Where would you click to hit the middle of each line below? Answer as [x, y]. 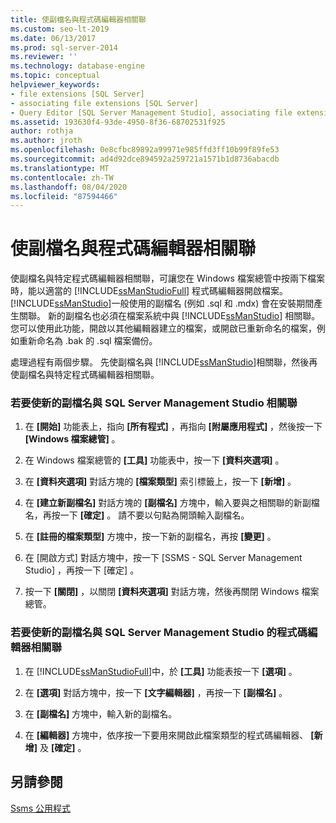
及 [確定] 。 [63, 747]
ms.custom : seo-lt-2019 [60, 29]
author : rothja [42, 131]
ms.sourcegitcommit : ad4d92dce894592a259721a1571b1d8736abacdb [145, 159]
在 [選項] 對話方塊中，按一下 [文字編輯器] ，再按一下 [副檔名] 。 [156, 692]
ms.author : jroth [46, 141]
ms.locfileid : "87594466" [64, 196]
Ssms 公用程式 [40, 808]
